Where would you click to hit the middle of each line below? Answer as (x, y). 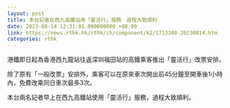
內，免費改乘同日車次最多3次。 (51, 83)
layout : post (26, 13)
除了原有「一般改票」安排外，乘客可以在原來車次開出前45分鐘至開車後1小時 (115, 74)
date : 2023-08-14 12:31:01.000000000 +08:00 (72, 26)
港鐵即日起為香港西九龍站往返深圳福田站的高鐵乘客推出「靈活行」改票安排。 (116, 60)
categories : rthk (32, 39)
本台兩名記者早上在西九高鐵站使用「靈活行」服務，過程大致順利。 (101, 98)
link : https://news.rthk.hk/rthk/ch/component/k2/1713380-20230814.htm (112, 33)
